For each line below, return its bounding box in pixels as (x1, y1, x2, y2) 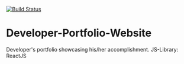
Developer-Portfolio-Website (6, 27, 152, 40)
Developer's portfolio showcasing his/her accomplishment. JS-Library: (6, 46, 179, 53)
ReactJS (6, 52, 27, 59)
